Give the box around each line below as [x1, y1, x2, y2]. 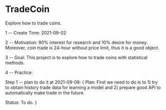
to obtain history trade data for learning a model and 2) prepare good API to [5, 84, 161, 90]
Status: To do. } [5, 99, 37, 105]
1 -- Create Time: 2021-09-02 [5, 29, 66, 35]
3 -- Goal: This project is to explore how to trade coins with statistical [5, 54, 147, 60]
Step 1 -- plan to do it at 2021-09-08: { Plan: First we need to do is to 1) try [5, 79, 158, 85]
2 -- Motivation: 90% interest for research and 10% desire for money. [5, 39, 148, 45]
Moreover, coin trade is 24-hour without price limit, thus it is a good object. [5, 44, 159, 50]
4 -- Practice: [5, 69, 33, 75]
